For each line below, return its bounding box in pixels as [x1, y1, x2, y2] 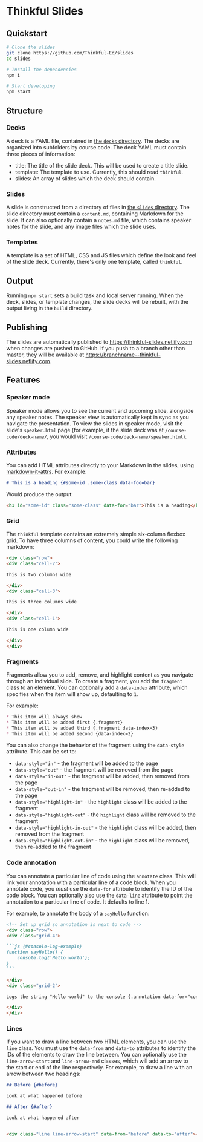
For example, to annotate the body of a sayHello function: [6, 910, 150, 917]
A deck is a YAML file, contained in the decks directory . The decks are [6, 137, 179, 145]
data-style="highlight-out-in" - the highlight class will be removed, [14, 837, 190, 844]
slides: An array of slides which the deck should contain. [14, 174, 156, 182]
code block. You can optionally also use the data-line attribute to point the [6, 891, 193, 899]
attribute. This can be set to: [6, 748, 77, 755]
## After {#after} [6, 1104, 53, 1110]
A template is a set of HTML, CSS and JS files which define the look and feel [6, 252, 196, 259]
